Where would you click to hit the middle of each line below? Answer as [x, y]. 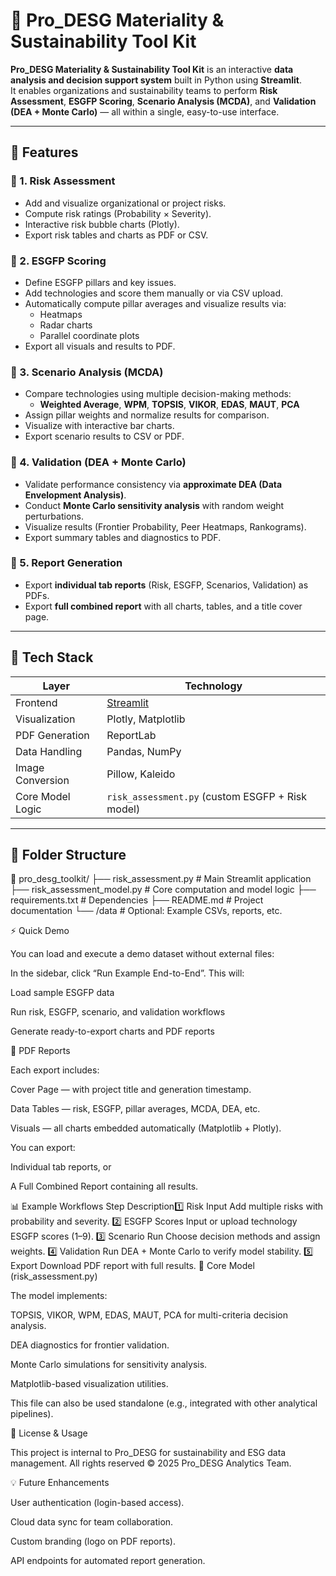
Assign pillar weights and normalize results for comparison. [147, 415]
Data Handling [49, 751]
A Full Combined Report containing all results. [104, 1186]
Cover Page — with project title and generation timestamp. [131, 1090]
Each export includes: [55, 1070]
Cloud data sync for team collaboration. [92, 1522]
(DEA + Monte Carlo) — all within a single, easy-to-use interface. [145, 111]
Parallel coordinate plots [89, 335]
